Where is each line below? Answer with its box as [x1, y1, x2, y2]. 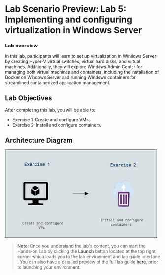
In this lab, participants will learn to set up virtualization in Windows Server [5, 53, 157, 59]
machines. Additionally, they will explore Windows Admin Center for [5, 64, 143, 70]
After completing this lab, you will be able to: [5, 107, 96, 113]
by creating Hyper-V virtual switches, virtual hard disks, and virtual [5, 58, 140, 65]
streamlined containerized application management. [5, 80, 111, 86]
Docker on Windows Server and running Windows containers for [5, 74, 136, 80]
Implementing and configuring [5, 14, 132, 25]
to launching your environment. [17, 264, 81, 270]
